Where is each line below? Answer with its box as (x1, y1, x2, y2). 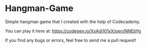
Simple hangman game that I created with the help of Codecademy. (5, 19, 140, 24)
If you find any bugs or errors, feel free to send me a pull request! (5, 37, 136, 43)
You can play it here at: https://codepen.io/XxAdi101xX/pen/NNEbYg (5, 28, 141, 34)
